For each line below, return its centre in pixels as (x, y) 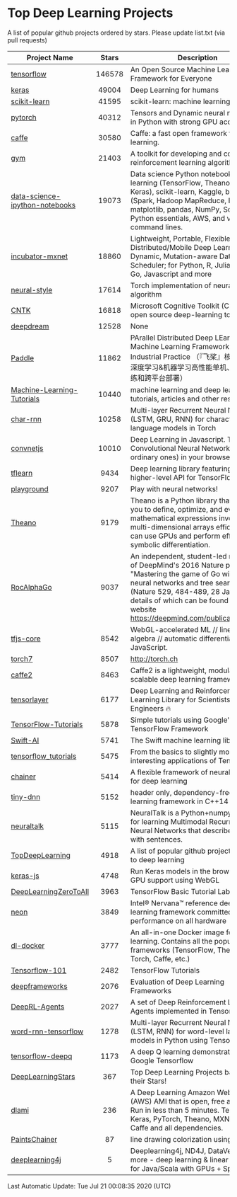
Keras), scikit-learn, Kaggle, (177, 191)
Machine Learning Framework (180, 346)
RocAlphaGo (31, 587)
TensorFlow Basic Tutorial (173, 891)
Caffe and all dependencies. (177, 1128)
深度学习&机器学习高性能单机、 (182, 367)
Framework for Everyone (171, 78)
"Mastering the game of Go (175, 573)
